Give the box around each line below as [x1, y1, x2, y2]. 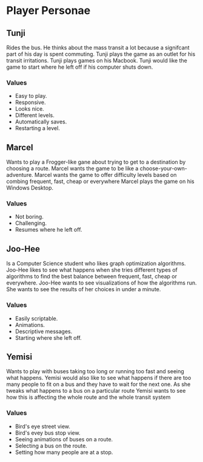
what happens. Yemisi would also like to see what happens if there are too [6, 374, 191, 382]
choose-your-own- [139, 165, 188, 172]
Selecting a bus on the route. [15, 442, 88, 449]
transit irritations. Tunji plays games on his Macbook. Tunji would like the [6, 57, 188, 64]
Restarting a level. [15, 125, 61, 132]
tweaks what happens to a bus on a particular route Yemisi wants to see [6, 387, 186, 395]
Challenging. [15, 219, 47, 227]
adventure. [6, 171, 33, 179]
